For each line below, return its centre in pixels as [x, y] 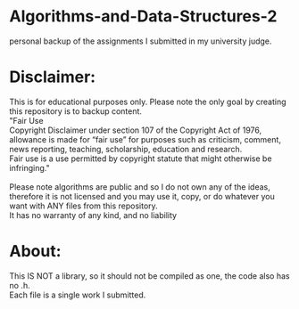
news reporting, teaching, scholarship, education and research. [126, 149]
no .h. [20, 285]
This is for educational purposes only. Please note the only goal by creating [148, 102]
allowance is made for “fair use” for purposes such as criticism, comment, [145, 139]
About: [35, 252]
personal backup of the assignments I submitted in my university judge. [141, 41]
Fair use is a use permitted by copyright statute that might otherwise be [141, 159]
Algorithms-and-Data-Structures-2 [144, 16]
